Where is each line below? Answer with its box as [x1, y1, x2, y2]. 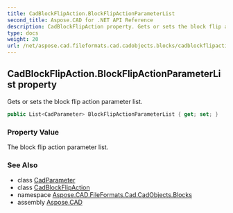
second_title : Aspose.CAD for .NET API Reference [7, 17, 154, 24]
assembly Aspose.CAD [17, 198, 83, 207]
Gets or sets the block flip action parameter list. [7, 97, 143, 105]
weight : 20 [7, 36, 39, 43]
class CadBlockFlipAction [17, 183, 90, 191]
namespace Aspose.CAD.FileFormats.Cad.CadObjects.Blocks [17, 191, 193, 199]
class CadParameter [17, 176, 76, 185]
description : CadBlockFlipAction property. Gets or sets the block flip [7, 23, 222, 30]
